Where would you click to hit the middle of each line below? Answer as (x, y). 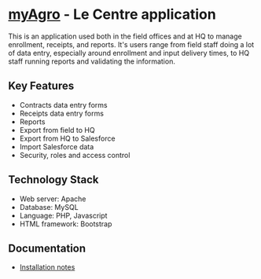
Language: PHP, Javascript (63, 215)
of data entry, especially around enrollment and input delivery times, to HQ (129, 53)
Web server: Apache (53, 199)
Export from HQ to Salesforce (67, 138)
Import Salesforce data (57, 146)
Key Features (41, 86)
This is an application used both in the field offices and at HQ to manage (125, 36)
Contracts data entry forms (63, 105)
